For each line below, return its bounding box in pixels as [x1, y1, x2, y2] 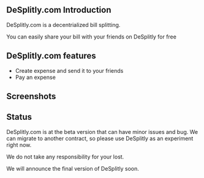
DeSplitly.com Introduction [6, 5, 111, 15]
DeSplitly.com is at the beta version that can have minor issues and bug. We [6, 128, 198, 135]
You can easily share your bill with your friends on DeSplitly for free [6, 33, 176, 40]
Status [6, 112, 32, 122]
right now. [6, 141, 32, 149]
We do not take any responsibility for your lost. [6, 153, 124, 160]
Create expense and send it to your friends [15, 67, 124, 74]
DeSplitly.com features [6, 51, 96, 61]
